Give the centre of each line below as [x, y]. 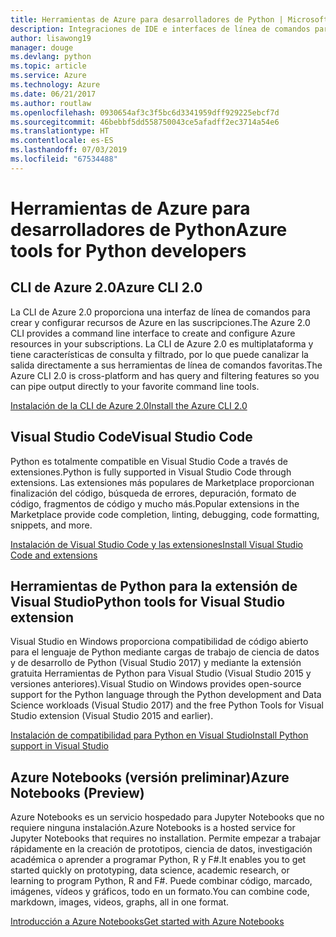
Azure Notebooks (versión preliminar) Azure [150, 777]
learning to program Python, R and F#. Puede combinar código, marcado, [161, 881]
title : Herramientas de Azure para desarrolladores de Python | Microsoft [169, 19]
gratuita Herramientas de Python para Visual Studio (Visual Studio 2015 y [161, 673]
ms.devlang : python [51, 57]
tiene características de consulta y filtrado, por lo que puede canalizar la [159, 354]
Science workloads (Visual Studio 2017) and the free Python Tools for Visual [167, 705]
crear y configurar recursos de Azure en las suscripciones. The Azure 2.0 [160, 322]
